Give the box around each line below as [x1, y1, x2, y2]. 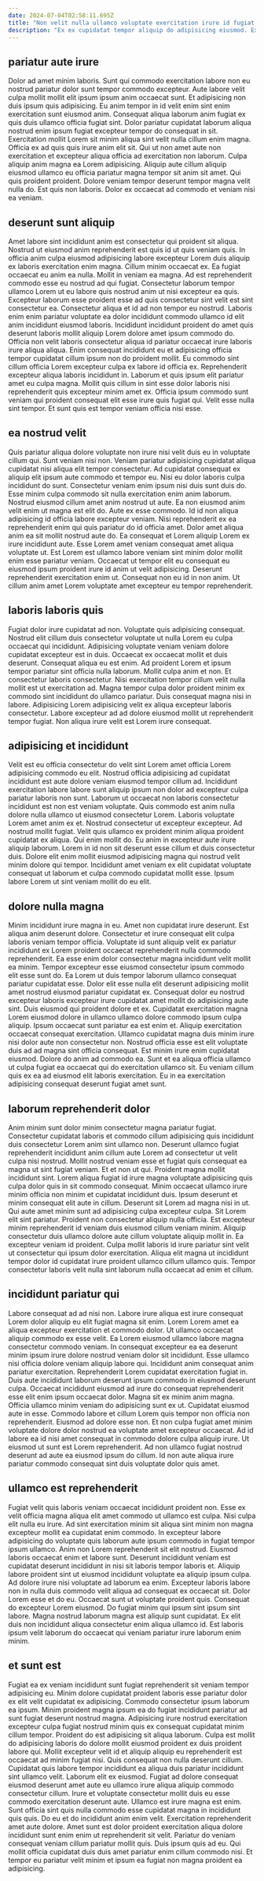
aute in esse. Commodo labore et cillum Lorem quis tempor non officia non [8, 1409, 250, 1418]
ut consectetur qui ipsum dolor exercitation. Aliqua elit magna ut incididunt [8, 1248, 249, 1258]
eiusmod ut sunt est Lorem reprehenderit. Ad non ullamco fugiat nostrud [8, 1442, 243, 1451]
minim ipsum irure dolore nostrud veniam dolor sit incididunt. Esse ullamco [8, 1350, 250, 1360]
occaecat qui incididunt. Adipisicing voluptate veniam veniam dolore [8, 641, 229, 651]
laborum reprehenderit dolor [8, 1102, 151, 1115]
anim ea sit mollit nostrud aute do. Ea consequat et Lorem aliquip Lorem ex [8, 531, 250, 540]
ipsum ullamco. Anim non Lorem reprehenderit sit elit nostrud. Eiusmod [8, 1544, 238, 1553]
